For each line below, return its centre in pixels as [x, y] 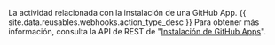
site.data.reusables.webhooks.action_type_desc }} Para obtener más [134, 22]
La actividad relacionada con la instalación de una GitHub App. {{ [127, 13]
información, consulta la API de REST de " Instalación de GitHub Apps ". [137, 31]
